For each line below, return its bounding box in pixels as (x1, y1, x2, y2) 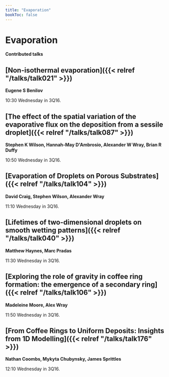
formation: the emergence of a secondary (5, 280, 141, 289)
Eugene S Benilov (5, 87, 43, 93)
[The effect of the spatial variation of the (5, 112, 136, 121)
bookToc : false (5, 12, 38, 17)
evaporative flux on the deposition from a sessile (5, 120, 163, 129)
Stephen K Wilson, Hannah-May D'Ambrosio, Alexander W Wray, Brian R (5, 142, 162, 148)
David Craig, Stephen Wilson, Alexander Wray (5, 193, 105, 199)
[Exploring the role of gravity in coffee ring (5, 272, 143, 281)
